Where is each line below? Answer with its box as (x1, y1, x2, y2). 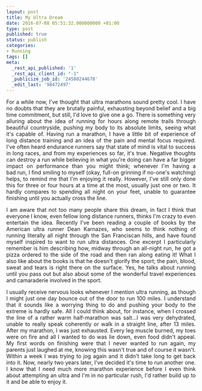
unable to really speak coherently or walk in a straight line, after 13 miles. (6, 320, 196, 328)
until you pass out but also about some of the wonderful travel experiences (6, 270, 196, 278)
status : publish (6, 37, 47, 43)
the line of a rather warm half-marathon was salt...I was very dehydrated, (6, 314, 196, 321)
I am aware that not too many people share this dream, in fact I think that (6, 206, 196, 213)
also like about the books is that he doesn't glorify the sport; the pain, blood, (6, 258, 196, 264)
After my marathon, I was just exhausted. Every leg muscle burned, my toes (6, 327, 196, 334)
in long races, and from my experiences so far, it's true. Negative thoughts (6, 150, 196, 157)
